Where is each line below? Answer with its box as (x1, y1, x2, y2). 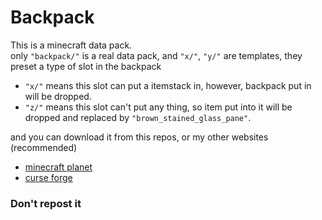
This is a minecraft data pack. (10, 39, 133, 51)
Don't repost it (10, 196, 82, 210)
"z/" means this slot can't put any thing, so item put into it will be (24, 101, 293, 113)
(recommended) (10, 141, 78, 153)
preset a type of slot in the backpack (10, 60, 162, 72)
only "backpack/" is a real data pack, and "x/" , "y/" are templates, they (10, 49, 303, 61)
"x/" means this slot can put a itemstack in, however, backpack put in (24, 79, 312, 91)
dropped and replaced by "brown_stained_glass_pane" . (24, 111, 252, 123)
